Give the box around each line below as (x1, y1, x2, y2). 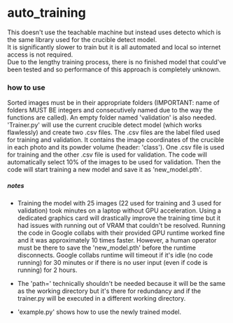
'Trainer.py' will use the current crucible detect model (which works (7, 121, 202, 129)
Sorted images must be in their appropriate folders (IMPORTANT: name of (7, 99, 220, 107)
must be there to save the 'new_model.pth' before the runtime (17, 243, 196, 252)
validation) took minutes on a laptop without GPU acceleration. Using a (17, 206, 222, 215)
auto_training (7, 5, 86, 21)
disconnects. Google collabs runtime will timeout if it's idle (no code (17, 251, 213, 259)
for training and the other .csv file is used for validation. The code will (7, 150, 208, 159)
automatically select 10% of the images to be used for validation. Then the (7, 158, 221, 166)
